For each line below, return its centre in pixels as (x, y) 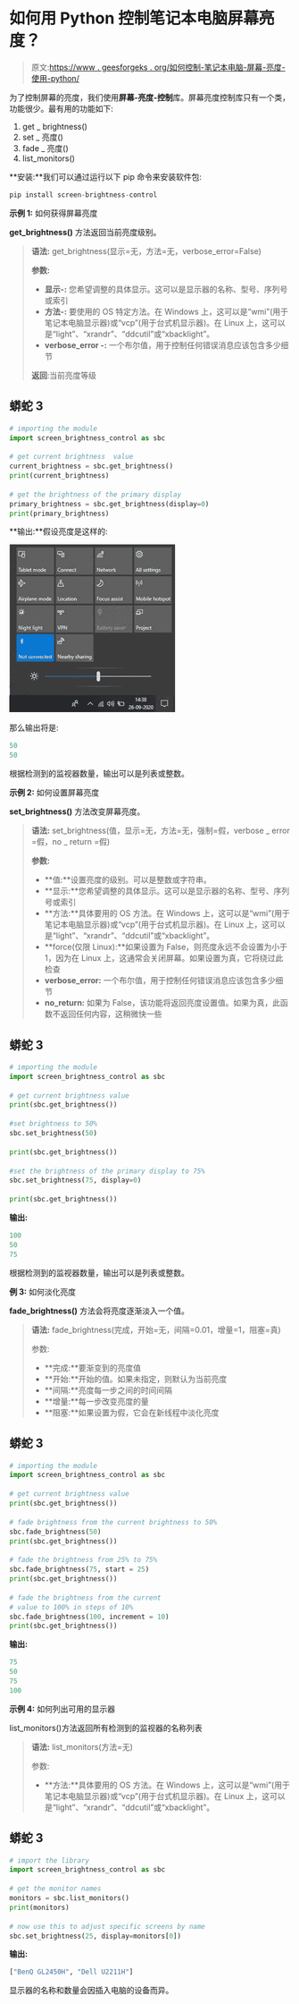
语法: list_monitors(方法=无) (82, 1746)
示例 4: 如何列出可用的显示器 (62, 1709)
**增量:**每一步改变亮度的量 (96, 1401)
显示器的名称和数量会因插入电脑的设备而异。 (91, 1991)
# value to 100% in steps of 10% (71, 1607)
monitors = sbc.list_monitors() (69, 1898)
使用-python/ (55, 78)
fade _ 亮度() (45, 148)
